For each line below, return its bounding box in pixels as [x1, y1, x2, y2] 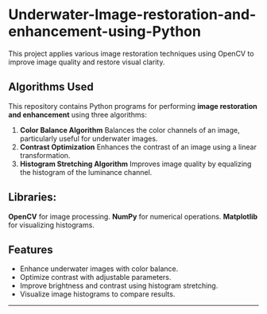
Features [8, 242, 53, 256]
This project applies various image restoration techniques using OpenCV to [8, 48, 254, 58]
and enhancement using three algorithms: [8, 110, 147, 119]
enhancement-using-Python [8, 22, 201, 41]
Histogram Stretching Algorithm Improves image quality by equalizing [19, 159, 252, 169]
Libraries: [8, 191, 57, 204]
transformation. [19, 150, 71, 160]
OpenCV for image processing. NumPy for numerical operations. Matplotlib [8, 211, 258, 221]
